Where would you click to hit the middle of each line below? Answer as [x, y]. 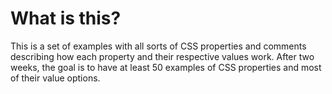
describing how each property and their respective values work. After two [162, 56]
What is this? [66, 18]
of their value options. [55, 78]
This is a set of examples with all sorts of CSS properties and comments [158, 46]
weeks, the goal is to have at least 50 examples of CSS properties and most [166, 67]
